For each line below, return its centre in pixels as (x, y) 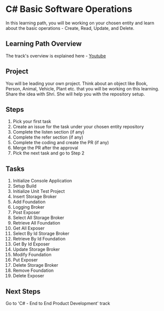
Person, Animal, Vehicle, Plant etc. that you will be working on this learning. (82, 88)
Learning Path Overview (44, 44)
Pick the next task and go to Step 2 (49, 153)
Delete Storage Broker (35, 265)
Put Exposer (25, 260)
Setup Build (25, 186)
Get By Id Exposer (31, 244)
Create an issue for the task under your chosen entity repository (78, 127)
